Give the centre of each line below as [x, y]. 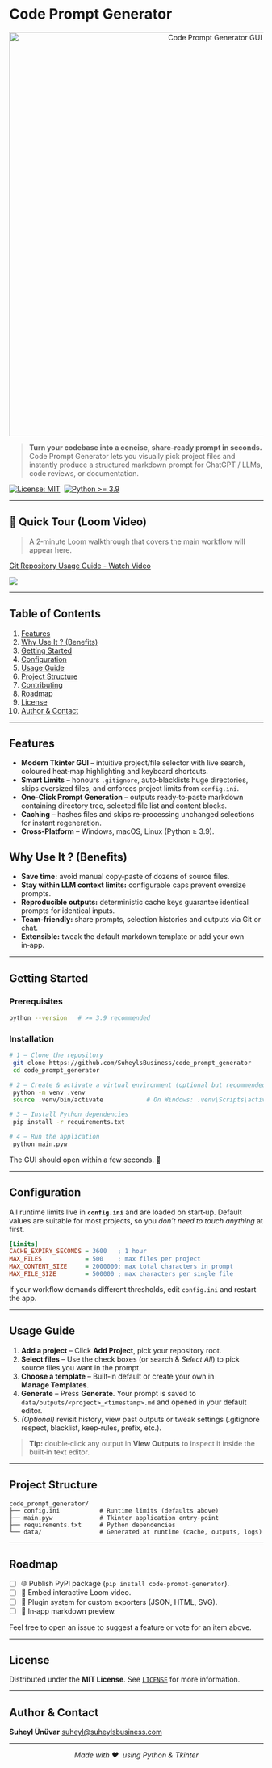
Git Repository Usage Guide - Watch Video [80, 566]
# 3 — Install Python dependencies [69, 1115]
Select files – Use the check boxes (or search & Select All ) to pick [130, 1359]
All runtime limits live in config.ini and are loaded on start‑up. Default [126, 1212]
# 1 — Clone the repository [56, 1055]
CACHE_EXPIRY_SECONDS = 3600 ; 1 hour [78, 1252]
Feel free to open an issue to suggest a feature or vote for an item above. [131, 1627]
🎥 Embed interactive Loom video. [76, 1593]
